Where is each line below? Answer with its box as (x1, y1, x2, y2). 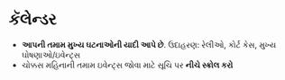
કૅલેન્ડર (8, 9, 57, 30)
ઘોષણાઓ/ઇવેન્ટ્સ (21, 49, 80, 60)
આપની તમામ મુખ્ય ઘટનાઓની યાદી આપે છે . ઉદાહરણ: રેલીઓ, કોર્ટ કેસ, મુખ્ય (21, 39, 277, 49)
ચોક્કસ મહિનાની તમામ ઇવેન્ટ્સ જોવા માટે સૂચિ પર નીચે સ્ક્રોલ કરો (21, 59, 234, 70)
